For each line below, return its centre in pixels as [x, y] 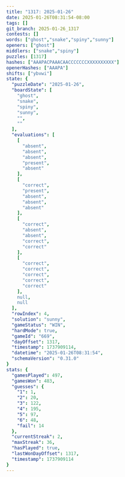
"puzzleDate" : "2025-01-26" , [48, 85]
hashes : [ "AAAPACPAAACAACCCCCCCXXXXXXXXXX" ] [63, 62]
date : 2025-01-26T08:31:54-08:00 [48, 17]
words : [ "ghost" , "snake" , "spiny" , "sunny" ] [60, 40]
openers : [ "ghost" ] [31, 46]
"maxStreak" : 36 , [33, 443]
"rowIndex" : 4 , [31, 314]
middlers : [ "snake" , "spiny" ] [43, 51]
